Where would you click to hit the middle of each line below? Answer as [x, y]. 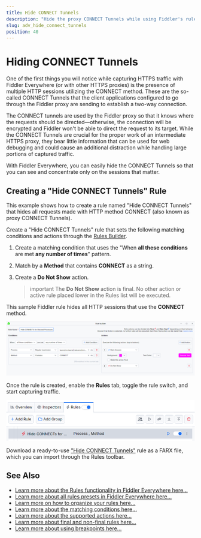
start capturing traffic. [33, 391]
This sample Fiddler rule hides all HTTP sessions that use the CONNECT [95, 307]
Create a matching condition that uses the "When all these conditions [101, 248]
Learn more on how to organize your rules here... [75, 503]
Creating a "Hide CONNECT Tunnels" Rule [86, 191]
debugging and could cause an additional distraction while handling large [97, 148]
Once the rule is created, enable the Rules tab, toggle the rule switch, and [97, 385]
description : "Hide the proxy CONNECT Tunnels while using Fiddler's [95, 19]
